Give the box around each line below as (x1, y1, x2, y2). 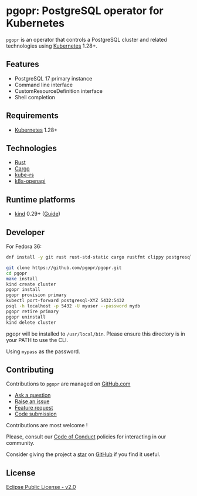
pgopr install (6, 287, 41, 293)
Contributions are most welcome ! (6, 422, 88, 429)
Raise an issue (14, 398, 50, 405)
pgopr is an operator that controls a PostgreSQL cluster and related (6, 36, 167, 43)
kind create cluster (6, 281, 57, 287)
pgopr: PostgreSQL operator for (6, 4, 164, 18)
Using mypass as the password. (6, 348, 80, 355)
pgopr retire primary (6, 309, 59, 314)
